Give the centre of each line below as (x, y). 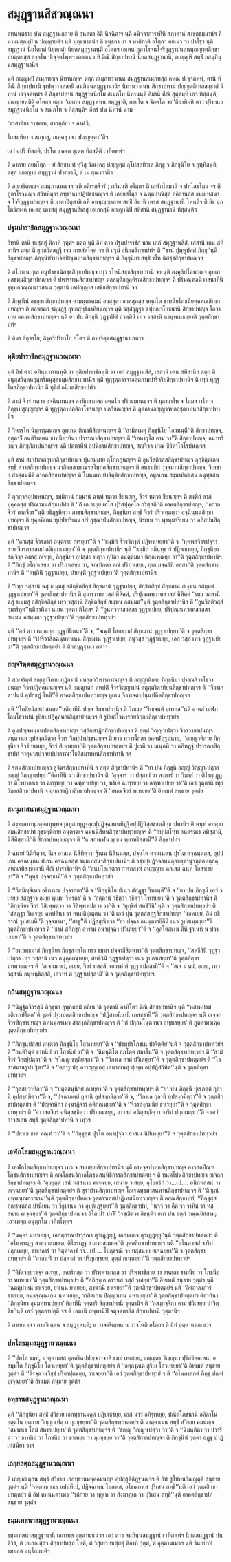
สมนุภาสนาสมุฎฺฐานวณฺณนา (43, 809)
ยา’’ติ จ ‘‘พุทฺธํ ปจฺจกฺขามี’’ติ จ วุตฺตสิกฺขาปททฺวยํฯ (60, 876)
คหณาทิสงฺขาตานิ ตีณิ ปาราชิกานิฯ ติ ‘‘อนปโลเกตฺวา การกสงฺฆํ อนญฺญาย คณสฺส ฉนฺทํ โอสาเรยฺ (110, 869)
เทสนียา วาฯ (21, 1446)
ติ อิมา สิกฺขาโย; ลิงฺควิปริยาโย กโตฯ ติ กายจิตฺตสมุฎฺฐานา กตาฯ (76, 338)
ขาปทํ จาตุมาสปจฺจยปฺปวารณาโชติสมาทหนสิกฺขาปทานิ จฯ (69, 753)
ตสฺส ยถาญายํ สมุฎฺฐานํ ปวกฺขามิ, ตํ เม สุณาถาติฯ (60, 172)
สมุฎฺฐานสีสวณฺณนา (51, 14)
